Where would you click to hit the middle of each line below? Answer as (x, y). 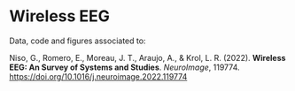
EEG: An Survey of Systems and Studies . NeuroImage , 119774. (125, 67)
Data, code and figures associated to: (78, 41)
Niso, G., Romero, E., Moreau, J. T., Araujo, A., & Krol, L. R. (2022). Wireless (147, 57)
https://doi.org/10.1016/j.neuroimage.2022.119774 (98, 76)
